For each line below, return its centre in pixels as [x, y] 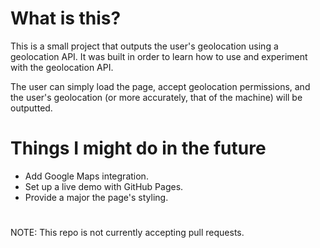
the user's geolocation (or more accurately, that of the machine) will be [156, 97]
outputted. [31, 108]
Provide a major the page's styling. [96, 197]
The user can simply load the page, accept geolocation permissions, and [160, 86]
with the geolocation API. [62, 67]
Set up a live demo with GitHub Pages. [104, 186]
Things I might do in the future [138, 148]
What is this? [66, 18]
